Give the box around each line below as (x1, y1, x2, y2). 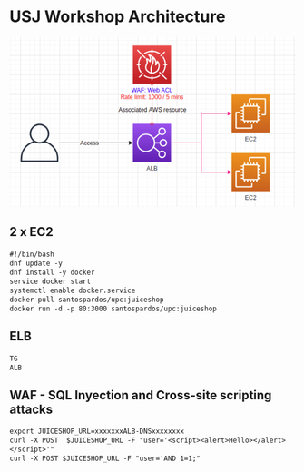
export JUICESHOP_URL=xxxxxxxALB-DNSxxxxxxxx (9, 427, 184, 437)
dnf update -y (9, 259, 64, 268)
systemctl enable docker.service (9, 286, 136, 295)
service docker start (9, 277, 92, 286)
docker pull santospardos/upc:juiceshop (9, 295, 165, 304)
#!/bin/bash (9, 250, 54, 259)
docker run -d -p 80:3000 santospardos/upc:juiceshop (9, 304, 218, 313)
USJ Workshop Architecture (9, 6, 226, 27)
